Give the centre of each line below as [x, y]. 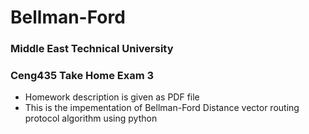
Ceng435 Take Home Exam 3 [82, 76]
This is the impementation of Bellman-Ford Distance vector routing [162, 108]
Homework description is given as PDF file [112, 97]
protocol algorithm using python [91, 118]
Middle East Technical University [92, 49]
